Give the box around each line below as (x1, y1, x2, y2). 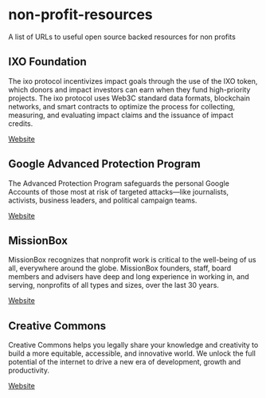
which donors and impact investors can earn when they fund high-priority (8, 85, 251, 94)
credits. (8, 118, 33, 128)
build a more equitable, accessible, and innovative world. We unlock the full (8, 349, 256, 358)
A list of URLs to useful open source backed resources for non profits (8, 32, 237, 41)
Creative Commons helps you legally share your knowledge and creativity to (8, 341, 259, 350)
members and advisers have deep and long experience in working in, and (8, 272, 249, 282)
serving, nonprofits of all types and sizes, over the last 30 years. (8, 281, 219, 290)
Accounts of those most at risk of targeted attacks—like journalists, (8, 187, 229, 196)
